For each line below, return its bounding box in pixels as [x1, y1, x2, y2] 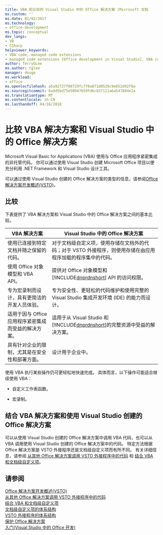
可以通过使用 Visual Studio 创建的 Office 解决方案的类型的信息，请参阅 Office [5, 176, 159, 182]
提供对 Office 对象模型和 [51, 267, 108, 273]
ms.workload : [5, 75, 32, 80]
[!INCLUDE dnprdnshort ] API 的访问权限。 [51, 274, 147, 281]
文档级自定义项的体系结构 [5, 506, 56, 512]
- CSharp [5, 43, 23, 48]
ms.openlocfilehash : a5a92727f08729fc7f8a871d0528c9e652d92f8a [5, 84, 136, 89]
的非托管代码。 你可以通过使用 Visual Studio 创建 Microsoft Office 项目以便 [5, 159, 155, 165]
